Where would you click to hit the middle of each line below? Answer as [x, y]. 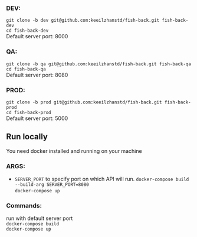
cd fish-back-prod [29, 112]
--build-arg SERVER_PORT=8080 [52, 185]
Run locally [27, 137]
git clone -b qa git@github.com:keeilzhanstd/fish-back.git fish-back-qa [99, 64]
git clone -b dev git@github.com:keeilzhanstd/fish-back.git [83, 21]
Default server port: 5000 [37, 118]
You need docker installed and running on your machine [74, 151]
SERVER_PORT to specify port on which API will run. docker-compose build [102, 179]
